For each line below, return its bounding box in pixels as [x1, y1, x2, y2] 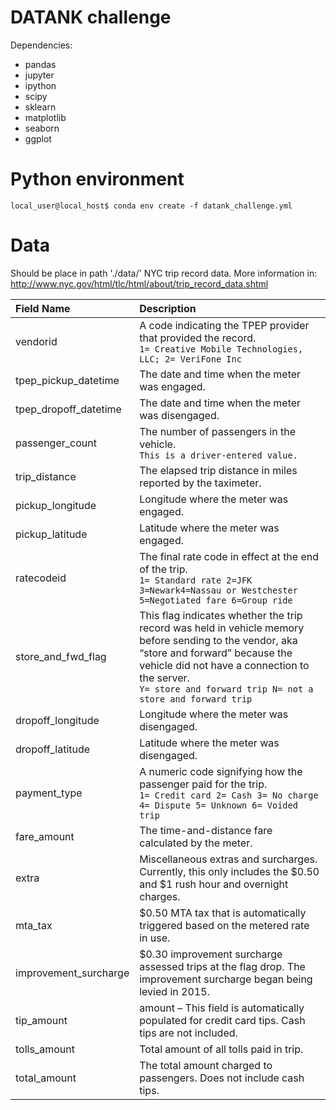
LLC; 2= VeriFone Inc [139, 353, 242, 365]
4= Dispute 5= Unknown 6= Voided [139, 799, 298, 811]
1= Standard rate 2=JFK [139, 574, 253, 586]
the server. [139, 671, 190, 685]
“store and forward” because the [139, 646, 293, 660]
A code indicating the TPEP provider [139, 318, 310, 332]
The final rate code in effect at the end [139, 549, 320, 563]
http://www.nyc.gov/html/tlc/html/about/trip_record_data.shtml [10, 277, 269, 290]
